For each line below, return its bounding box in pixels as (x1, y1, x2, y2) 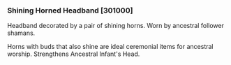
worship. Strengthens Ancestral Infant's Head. (7, 50, 140, 58)
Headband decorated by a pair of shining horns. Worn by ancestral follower (7, 22, 225, 30)
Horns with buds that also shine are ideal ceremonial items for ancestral (7, 43, 214, 51)
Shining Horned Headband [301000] (7, 6, 133, 15)
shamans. (7, 29, 36, 37)
